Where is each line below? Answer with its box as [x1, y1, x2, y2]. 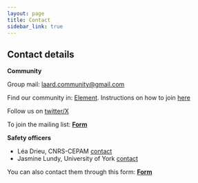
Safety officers [7, 134, 52, 142]
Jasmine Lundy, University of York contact [17, 155, 139, 163]
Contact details [7, 48, 75, 60]
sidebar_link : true [7, 23, 63, 30]
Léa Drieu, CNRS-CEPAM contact [17, 147, 112, 155]
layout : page [7, 10, 45, 17]
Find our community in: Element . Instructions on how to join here [7, 94, 191, 102]
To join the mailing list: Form [7, 120, 88, 128]
